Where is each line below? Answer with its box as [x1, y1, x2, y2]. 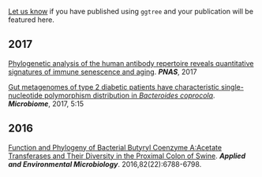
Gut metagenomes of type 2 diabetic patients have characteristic [8, 82, 219, 91]
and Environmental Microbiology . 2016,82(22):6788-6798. [8, 159, 202, 168]
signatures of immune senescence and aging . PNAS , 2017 [8, 67, 197, 76]
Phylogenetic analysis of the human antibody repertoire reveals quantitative [8, 58, 254, 68]
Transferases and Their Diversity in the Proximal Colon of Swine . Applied [8, 151, 246, 160]
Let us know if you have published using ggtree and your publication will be [8, 7, 254, 16]
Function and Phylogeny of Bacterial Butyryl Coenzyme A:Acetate [8, 142, 223, 152]
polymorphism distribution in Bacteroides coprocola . [44, 90, 215, 100]
